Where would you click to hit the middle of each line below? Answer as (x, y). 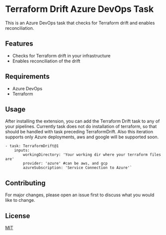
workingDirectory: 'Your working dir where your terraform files (92, 155)
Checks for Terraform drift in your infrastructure (61, 56)
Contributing (25, 183)
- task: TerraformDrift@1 (32, 146)
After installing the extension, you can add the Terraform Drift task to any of (83, 121)
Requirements (27, 77)
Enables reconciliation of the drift (46, 61)
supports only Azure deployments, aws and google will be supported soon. (82, 137)
